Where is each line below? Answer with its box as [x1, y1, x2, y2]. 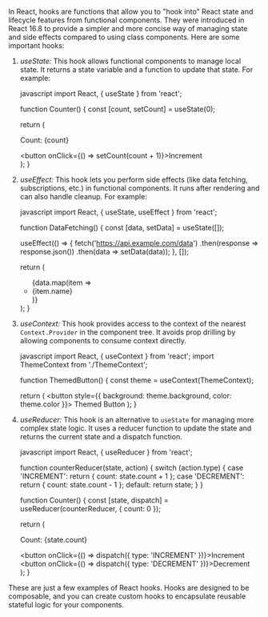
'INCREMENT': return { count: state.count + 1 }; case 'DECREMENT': [19, 471, 245, 481]
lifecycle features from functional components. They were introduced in [8, 15, 245, 25]
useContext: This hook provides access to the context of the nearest [19, 319, 246, 328]
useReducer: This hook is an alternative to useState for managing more [19, 415, 254, 424]
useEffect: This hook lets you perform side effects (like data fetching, [19, 175, 248, 184]
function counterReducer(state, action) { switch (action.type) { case [19, 463, 244, 472]
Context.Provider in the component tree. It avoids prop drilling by [19, 327, 236, 337]
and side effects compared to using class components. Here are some [8, 32, 240, 42]
